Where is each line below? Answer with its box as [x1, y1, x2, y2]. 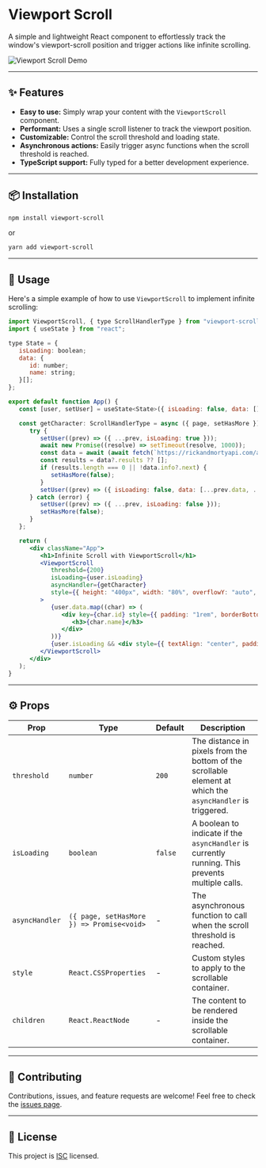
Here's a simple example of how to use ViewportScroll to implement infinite [8, 294, 255, 303]
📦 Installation [8, 189, 79, 203]
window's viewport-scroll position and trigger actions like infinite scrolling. [8, 40, 251, 49]
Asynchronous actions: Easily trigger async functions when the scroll [19, 140, 249, 150]
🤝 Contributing [8, 1070, 82, 1083]
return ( [18, 536, 47, 544]
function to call [192, 910, 248, 921]
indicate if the [192, 828, 243, 839]
